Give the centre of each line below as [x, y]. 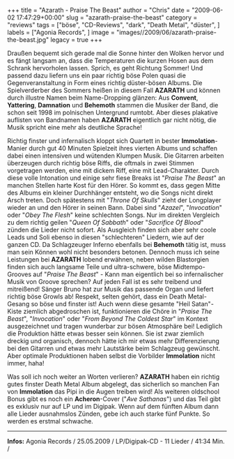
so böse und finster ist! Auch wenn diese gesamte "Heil [110, 304]
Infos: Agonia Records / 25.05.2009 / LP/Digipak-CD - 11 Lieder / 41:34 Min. [116, 441]
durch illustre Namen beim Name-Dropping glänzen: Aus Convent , [103, 98]
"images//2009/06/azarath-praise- [166, 32]
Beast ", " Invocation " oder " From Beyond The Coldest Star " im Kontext [108, 319]
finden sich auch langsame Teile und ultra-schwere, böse [89, 267]
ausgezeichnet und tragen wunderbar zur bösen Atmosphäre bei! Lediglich [115, 326]
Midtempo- [189, 267]
